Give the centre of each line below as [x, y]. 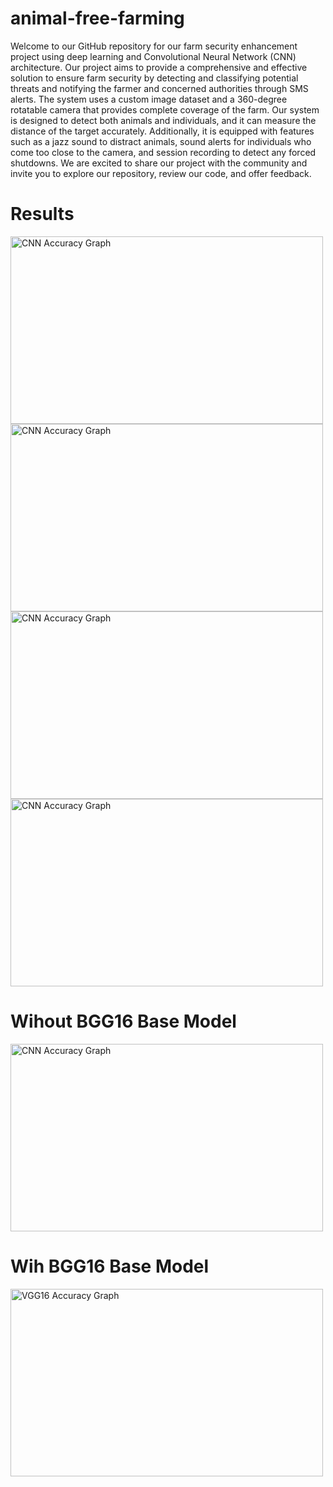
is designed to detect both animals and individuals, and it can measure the [163, 120]
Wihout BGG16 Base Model [123, 1021]
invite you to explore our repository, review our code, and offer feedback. [161, 173]
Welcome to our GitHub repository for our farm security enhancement [154, 46]
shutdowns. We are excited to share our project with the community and [159, 163]
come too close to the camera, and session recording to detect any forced [163, 152]
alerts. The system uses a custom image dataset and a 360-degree [149, 99]
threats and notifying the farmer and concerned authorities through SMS [159, 88]
